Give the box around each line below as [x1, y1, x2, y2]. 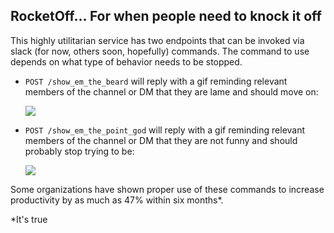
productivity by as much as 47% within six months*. [10, 194, 224, 206]
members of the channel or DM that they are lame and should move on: [24, 85, 319, 98]
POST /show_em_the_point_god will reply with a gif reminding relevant [24, 124, 306, 136]
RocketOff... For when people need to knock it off [10, 8, 322, 25]
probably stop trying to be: [24, 145, 135, 157]
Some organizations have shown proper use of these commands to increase [10, 183, 325, 195]
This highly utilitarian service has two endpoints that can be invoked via [10, 34, 305, 46]
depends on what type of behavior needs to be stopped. [10, 55, 243, 68]
